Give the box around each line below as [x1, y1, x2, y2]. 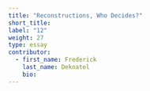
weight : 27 [8, 33, 44, 42]
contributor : [8, 48, 51, 56]
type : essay [8, 41, 47, 49]
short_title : [8, 19, 51, 27]
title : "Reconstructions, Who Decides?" [8, 11, 144, 20]
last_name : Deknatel [22, 63, 90, 71]
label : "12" [8, 26, 47, 34]
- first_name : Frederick [15, 56, 97, 64]
